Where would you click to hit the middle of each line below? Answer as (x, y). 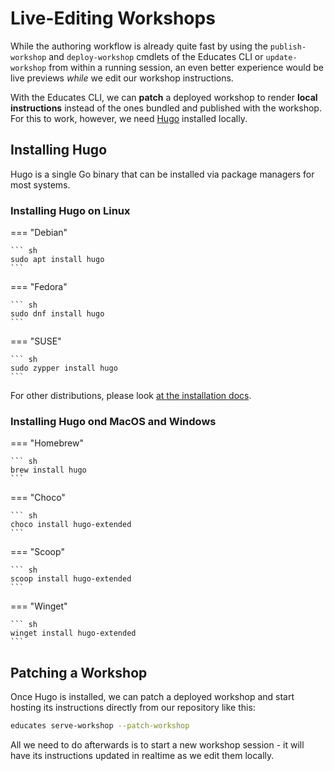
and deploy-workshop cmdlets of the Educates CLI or (156, 56)
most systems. (40, 184)
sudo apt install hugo (57, 260)
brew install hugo (48, 470)
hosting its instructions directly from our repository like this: (133, 708)
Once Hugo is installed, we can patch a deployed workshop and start (152, 697)
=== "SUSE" (36, 341)
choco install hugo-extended (71, 525)
